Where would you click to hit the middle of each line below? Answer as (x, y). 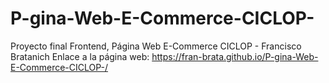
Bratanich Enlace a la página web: (80, 56)
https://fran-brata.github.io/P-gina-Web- (235, 56)
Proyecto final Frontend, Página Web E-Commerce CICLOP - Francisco (156, 46)
